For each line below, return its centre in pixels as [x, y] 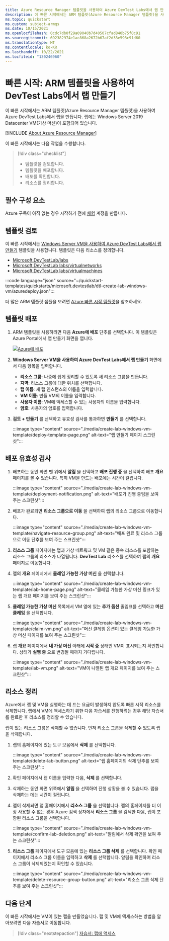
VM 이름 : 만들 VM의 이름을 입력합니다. [58, 395]
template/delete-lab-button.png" [46, 761]
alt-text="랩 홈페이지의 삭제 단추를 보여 [120, 761]
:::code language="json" [30, 280]
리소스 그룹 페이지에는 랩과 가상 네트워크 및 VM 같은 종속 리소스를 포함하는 [86, 550]
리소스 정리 [21, 691]
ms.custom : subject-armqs [32, 24]
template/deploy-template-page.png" [51, 435]
